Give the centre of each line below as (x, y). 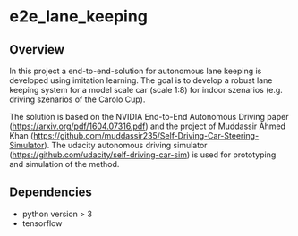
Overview (37, 50)
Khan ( (21, 135)
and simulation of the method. (64, 164)
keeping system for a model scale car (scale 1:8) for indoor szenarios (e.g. (146, 90)
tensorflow (42, 223)
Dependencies (51, 193)
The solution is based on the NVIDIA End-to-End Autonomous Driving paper (149, 117)
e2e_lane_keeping (78, 17)
